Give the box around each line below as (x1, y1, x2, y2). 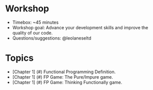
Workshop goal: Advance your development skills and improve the (12, 24, 149, 30)
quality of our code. (12, 30, 53, 36)
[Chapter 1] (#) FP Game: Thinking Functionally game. (12, 79, 123, 85)
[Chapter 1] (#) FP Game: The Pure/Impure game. (12, 74, 113, 80)
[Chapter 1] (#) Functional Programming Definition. (12, 69, 116, 75)
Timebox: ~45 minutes (12, 19, 59, 25)
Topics (5, 52, 34, 64)
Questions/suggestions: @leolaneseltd (12, 35, 92, 41)
